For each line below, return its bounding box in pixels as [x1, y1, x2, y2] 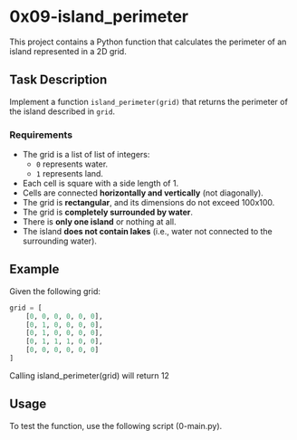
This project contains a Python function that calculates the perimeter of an [9, 36, 287, 47]
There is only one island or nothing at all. [22, 216, 177, 227]
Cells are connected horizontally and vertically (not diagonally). [22, 187, 264, 198]
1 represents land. [35, 168, 104, 179]
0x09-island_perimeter [9, 6, 188, 27]
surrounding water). [22, 235, 98, 246]
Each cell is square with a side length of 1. [22, 178, 179, 189]
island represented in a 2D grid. [9, 45, 127, 56]
